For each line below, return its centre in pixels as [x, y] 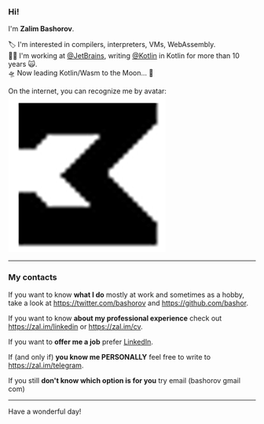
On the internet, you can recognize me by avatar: [88, 91]
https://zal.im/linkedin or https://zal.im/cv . [75, 326]
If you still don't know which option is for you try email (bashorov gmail [125, 380]
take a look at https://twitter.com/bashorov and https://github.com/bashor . [128, 303]
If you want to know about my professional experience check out [115, 318]
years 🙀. [23, 64]
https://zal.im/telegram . [46, 365]
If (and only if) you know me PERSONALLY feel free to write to [109, 356]
